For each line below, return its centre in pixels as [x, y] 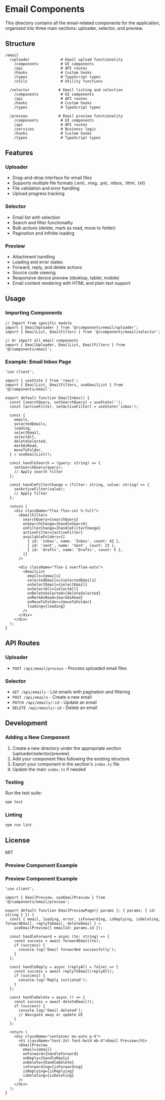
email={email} [37, 1050]
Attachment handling [34, 257]
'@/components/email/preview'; [37, 902]
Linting [14, 815]
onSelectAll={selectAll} [53, 589]
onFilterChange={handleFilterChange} [62, 528]
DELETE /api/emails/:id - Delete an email [55, 708]
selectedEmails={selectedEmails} [62, 581]
